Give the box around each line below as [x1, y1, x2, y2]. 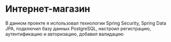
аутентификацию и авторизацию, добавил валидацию [5, 31, 124, 37]
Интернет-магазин [5, 3, 90, 15]
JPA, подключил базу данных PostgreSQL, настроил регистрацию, [5, 25, 151, 31]
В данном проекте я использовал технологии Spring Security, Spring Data [5, 20, 166, 26]
